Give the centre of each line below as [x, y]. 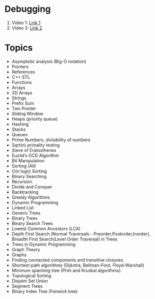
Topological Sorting [31, 275]
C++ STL [21, 77]
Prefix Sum [23, 103]
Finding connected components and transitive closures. [68, 260]
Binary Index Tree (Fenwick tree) [45, 291]
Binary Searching [29, 176]
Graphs [19, 255]
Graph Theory [26, 249]
